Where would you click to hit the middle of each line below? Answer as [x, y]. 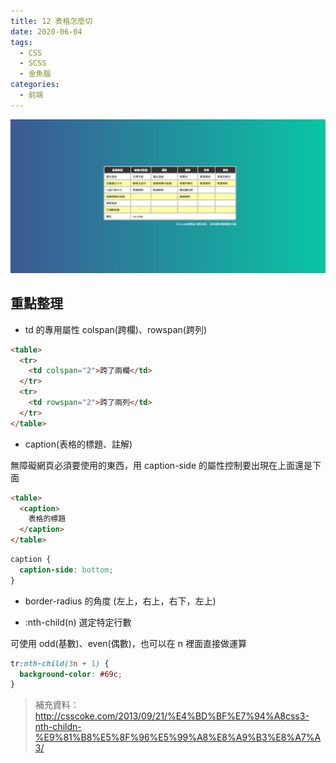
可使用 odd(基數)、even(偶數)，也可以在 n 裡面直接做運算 [128, 643]
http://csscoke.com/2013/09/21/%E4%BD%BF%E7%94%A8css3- [172, 716]
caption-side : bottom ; [66, 570]
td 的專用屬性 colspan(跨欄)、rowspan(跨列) [115, 329]
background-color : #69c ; [71, 674]
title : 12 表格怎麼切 [51, 21]
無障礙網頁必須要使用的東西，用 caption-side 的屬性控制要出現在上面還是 [161, 465]
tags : [21, 42]
